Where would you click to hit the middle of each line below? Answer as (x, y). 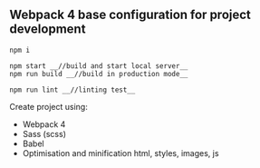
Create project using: (48, 106)
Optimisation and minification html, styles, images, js (120, 153)
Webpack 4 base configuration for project (130, 15)
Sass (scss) (44, 133)
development (48, 30)
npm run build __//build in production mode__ (99, 74)
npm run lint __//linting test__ (72, 90)
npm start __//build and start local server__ (99, 66)
